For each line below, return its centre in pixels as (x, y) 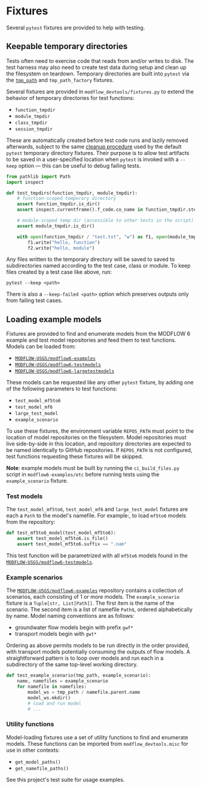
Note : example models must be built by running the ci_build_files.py (93, 468)
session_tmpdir (34, 129)
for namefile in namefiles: (52, 687)
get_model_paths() (38, 762)
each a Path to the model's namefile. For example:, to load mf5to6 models (96, 515)
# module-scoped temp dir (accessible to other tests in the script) (106, 220)
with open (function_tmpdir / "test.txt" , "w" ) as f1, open (92, 237)
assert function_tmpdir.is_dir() (59, 204)
